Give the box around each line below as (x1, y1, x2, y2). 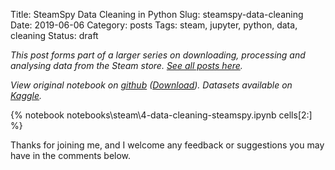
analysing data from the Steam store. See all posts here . (10, 60, 243, 71)
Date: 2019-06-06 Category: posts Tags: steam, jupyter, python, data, (10, 19, 298, 31)
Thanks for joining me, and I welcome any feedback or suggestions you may (10, 139, 325, 151)
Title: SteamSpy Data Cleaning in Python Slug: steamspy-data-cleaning (10, 9, 304, 20)
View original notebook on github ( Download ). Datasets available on (10, 79, 293, 91)
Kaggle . (10, 90, 43, 101)
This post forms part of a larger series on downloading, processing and (10, 49, 306, 61)
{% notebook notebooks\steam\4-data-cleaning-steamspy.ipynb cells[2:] (10, 109, 313, 121)
